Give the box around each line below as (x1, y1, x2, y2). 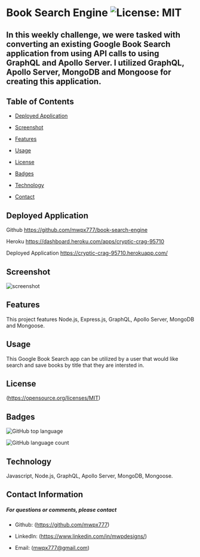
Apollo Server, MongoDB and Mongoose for (6, 67, 171, 77)
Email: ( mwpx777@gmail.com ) (14, 544, 90, 552)
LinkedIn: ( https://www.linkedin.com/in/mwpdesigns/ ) (14, 533, 147, 540)
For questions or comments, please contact (6, 506, 117, 513)
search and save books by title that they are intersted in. (6, 361, 144, 369)
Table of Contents (6, 96, 75, 107)
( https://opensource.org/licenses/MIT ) (6, 394, 101, 402)
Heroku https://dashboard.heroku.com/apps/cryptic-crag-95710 (6, 238, 165, 245)
